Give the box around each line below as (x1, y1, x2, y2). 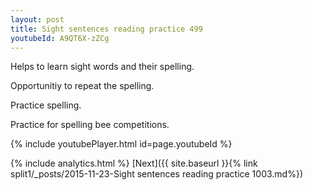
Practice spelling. (10, 99, 82, 111)
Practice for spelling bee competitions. (10, 119, 170, 131)
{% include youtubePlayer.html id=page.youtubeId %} (10, 138, 233, 150)
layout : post (10, 14, 65, 25)
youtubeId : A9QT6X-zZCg (10, 33, 110, 43)
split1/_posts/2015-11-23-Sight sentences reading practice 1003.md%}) (10, 168, 303, 180)
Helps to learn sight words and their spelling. (10, 61, 195, 73)
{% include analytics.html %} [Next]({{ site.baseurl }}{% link (10, 157, 258, 170)
